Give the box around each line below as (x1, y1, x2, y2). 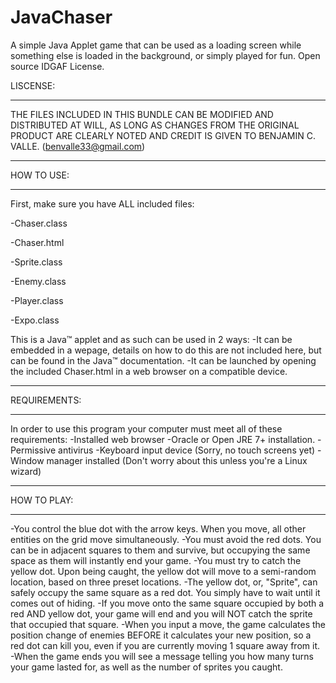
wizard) (10, 465, 42, 477)
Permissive (10, 444, 57, 456)
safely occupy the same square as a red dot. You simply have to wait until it (10, 586, 321, 598)
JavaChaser (10, 6, 113, 29)
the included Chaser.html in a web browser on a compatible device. (10, 365, 288, 377)
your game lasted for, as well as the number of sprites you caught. (10, 661, 283, 673)
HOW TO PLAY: (10, 494, 74, 506)
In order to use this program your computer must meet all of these (10, 422, 283, 435)
